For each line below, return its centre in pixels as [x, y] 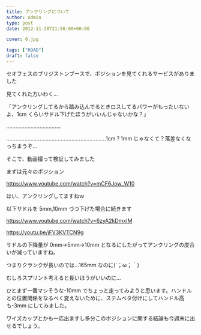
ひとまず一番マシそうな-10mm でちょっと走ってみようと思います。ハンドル [99, 290]
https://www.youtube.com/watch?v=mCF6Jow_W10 [70, 183]
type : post [20, 23]
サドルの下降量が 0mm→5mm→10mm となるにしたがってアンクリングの [95, 244]
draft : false [22, 56]
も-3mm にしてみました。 [38, 305]
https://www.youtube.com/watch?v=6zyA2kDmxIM [69, 220]
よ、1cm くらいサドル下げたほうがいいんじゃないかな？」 [77, 114]
